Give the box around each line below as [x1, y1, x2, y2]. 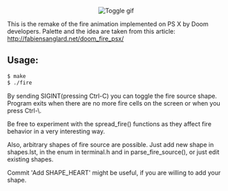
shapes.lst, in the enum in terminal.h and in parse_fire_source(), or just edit [7, 148, 220, 156]
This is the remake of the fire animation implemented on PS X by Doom [7, 20, 209, 28]
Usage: [7, 54, 39, 66]
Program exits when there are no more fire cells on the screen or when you [7, 99, 221, 107]
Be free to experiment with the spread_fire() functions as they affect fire [7, 119, 212, 128]
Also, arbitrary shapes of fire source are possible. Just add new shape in [7, 140, 214, 148]
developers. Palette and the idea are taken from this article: [7, 28, 176, 35]
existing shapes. [7, 155, 54, 163]
